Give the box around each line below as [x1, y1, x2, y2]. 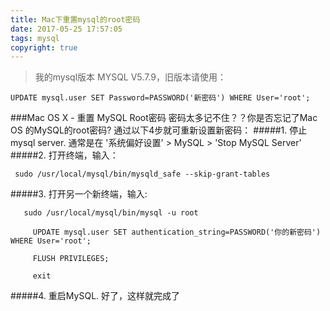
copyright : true [10, 42, 78, 53]
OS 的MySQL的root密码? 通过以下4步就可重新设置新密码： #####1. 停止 [10, 124, 308, 136]
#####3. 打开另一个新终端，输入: [10, 188, 148, 200]
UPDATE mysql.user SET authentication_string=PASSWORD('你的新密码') [32, 227, 322, 238]
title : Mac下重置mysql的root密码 [10, 14, 141, 25]
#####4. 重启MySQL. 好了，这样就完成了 [10, 290, 181, 302]
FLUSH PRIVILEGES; [32, 254, 110, 264]
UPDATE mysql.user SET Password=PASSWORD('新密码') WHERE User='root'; [10, 93, 311, 103]
